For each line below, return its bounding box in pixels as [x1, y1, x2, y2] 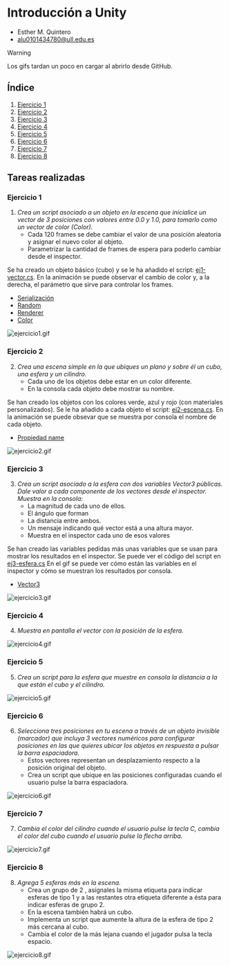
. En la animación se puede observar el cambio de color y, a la [33, 273, 210, 282]
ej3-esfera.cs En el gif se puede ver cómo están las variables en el [7, 559, 197, 568]
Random [17, 301, 41, 309]
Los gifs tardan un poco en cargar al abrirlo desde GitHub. [7, 62, 173, 70]
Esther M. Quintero [17, 28, 71, 36]
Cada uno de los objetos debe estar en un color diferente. [27, 377, 192, 385]
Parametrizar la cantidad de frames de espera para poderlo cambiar [27, 245, 222, 253]
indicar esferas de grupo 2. [27, 900, 105, 909]
